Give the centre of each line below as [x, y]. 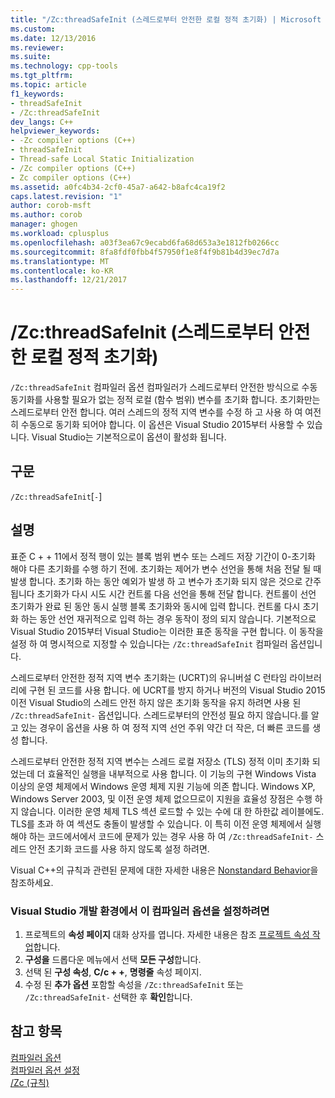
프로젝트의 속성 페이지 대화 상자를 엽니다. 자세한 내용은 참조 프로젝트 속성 [167, 934]
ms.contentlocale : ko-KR [62, 271]
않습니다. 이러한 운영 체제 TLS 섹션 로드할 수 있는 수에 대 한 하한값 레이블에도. [172, 811]
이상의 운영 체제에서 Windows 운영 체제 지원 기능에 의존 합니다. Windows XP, [163, 786]
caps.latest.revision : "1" [66, 196]
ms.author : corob [46, 215]
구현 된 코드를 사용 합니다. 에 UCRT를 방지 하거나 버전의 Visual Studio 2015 [177, 690]
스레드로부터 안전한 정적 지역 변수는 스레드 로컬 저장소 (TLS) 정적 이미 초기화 [160, 761]
